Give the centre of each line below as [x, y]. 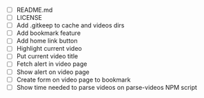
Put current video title [47, 56]
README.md [34, 10]
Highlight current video [49, 49]
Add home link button [47, 41]
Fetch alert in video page [52, 64]
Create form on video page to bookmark [73, 79]
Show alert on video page [53, 72]
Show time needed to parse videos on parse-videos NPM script [107, 87]
